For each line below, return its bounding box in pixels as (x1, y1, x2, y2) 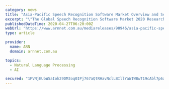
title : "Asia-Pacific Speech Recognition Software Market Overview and (5, 12, 158, 17)
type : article (5, 30, 35, 35)
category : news (5, 7, 37, 12)
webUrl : (5, 26, 22, 31)
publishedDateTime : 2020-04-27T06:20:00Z (5, 21, 94, 26)
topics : (5, 58, 22, 63)
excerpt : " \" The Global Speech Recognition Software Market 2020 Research (5, 16, 165, 21)
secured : (5, 76, 24, 81)
